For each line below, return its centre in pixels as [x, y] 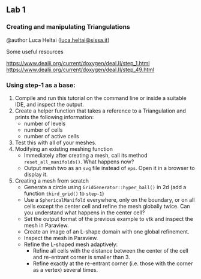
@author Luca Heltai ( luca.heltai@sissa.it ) [58, 40]
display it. [36, 174]
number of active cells [51, 136]
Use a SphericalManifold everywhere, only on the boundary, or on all [109, 199]
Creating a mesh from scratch [52, 181]
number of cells [43, 130]
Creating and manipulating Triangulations [68, 27]
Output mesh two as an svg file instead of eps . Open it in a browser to [109, 168]
